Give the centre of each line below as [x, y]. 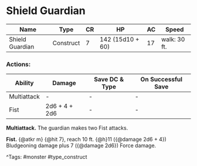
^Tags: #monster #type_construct [47, 157]
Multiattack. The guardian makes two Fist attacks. [67, 128]
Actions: [18, 64]
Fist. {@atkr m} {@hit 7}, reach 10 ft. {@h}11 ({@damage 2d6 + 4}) [86, 140]
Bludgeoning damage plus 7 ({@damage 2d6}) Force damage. [81, 145]
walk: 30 [173, 39]
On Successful [162, 79]
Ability [24, 83]
